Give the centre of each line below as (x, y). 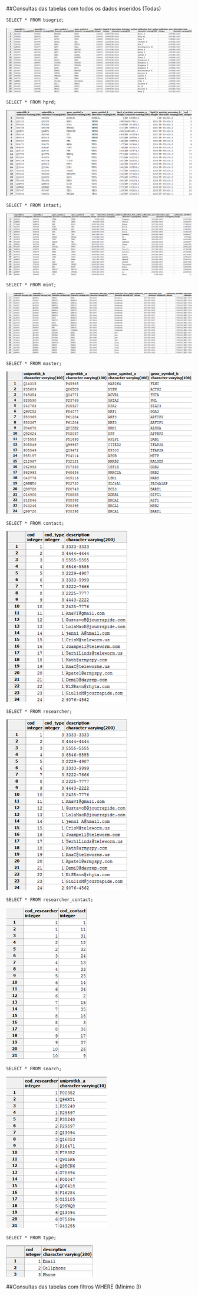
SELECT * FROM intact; (34, 205)
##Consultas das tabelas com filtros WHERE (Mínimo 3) (74, 1287)
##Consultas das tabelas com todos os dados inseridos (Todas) (84, 9)
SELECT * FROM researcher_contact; (50, 900)
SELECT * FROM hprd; (32, 102)
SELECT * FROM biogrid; (35, 20)
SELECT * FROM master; (34, 363)
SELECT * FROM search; (34, 1068)
